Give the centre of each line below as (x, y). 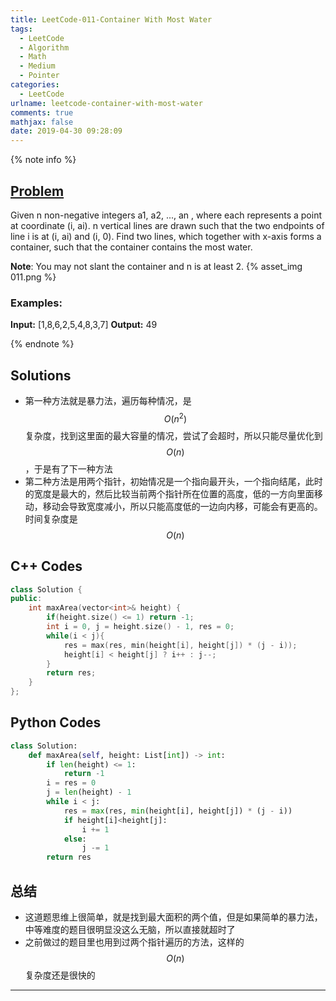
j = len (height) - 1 (89, 792)
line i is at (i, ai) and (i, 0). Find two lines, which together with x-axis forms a (166, 236)
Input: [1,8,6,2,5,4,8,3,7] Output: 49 (84, 325)
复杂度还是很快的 (60, 975)
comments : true (42, 112)
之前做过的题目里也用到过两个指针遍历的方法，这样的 (134, 942)
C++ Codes (46, 566)
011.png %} (33, 277)
